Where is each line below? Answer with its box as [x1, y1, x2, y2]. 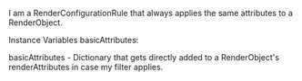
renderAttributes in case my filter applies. [8, 62, 164, 72]
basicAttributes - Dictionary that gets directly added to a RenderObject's [8, 52, 279, 62]
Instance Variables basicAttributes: [8, 35, 139, 45]
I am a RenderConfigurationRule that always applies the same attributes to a [8, 8, 293, 18]
